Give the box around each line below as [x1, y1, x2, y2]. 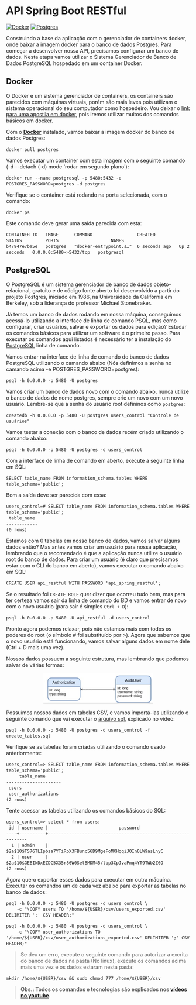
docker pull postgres [6, 146, 59, 153]
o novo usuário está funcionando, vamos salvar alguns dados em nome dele [6, 638, 190, 645]
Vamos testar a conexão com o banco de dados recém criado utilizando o [6, 428, 184, 435]
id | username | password [8, 825, 140, 831]
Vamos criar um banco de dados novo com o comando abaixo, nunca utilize [6, 388, 189, 395]
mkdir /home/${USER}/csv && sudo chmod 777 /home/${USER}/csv [6, 975, 161, 981]
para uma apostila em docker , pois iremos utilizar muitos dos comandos [6, 111, 180, 118]
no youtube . [20, 992, 51, 999]
